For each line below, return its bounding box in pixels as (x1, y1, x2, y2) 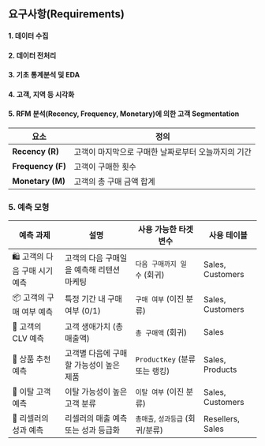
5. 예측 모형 (8, 201, 50, 212)
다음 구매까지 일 (135, 259, 187, 268)
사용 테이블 (208, 230, 248, 241)
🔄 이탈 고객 (12, 386, 51, 397)
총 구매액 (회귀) (135, 327, 188, 338)
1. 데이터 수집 (8, 31, 49, 40)
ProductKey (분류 (135, 354, 196, 365)
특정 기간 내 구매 (64, 293, 122, 304)
